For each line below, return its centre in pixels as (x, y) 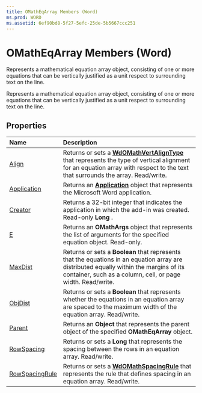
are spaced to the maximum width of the (120, 307)
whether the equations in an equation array (124, 300)
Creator (20, 210)
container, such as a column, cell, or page (122, 274)
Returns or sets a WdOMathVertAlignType (123, 153)
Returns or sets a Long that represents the (122, 342)
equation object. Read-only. (103, 243)
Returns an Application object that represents (128, 185)
